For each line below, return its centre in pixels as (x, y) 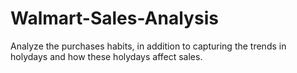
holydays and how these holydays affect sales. (106, 56)
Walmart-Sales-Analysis (114, 18)
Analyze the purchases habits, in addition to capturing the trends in (148, 46)
